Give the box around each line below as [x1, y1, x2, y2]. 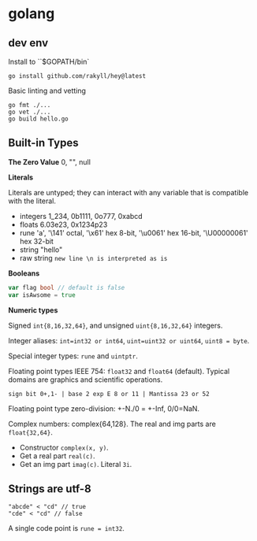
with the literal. [8, 196, 57, 206]
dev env [8, 36, 49, 50]
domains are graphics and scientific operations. [8, 375, 163, 384]
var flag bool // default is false [8, 283, 125, 291]
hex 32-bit [19, 236, 54, 246]
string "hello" [19, 245, 63, 254]
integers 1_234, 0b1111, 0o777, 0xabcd [19, 211, 143, 220]
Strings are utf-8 [8, 482, 92, 495]
